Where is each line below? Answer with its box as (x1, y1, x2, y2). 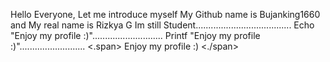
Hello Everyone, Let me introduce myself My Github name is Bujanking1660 (10, 9, 321, 20)
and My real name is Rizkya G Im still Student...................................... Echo (10, 19, 315, 31)
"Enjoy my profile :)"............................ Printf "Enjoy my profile (10, 30, 261, 41)
